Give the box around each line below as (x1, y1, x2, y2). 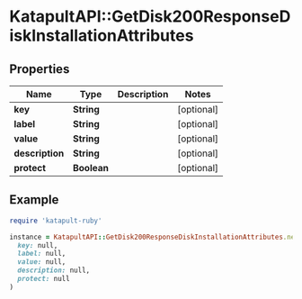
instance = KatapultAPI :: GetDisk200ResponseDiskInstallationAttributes (9, 232, 283, 241)
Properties (9, 61, 70, 77)
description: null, (17, 266, 91, 276)
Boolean (72, 162, 110, 174)
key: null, (17, 240, 58, 249)
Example (9, 192, 59, 208)
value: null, (17, 258, 67, 267)
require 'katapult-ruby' (9, 216, 102, 225)
